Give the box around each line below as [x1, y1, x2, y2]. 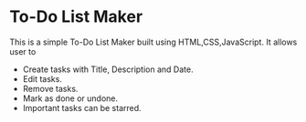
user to [9, 46, 37, 56]
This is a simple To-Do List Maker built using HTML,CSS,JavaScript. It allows [9, 36, 298, 47]
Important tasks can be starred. [22, 102, 142, 113]
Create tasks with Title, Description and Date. [22, 64, 194, 75]
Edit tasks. [22, 73, 62, 84]
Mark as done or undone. [22, 93, 119, 104]
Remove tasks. [22, 83, 79, 94]
